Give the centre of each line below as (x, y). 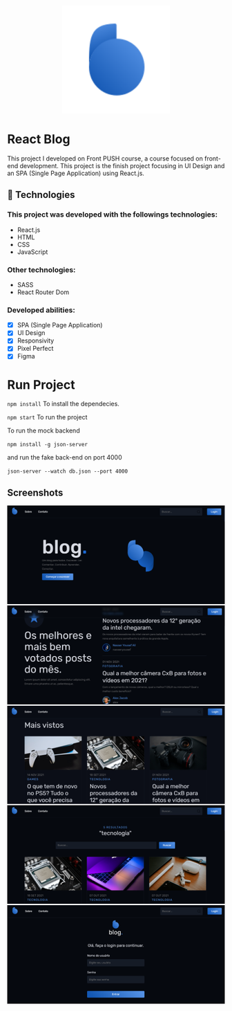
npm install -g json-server (48, 445)
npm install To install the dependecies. (63, 404)
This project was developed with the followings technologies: (113, 215)
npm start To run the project (47, 417)
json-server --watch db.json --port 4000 (68, 472)
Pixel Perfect (35, 349)
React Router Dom (43, 292)
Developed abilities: (41, 310)
